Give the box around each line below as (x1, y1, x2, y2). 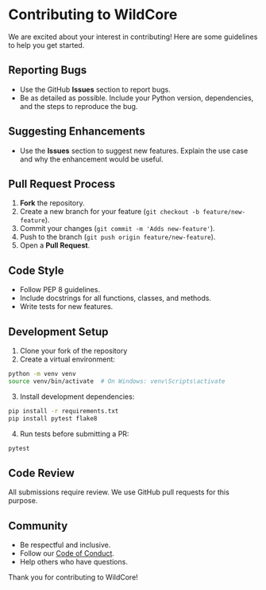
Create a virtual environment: (19, 354, 115, 364)
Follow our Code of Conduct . (19, 549, 115, 558)
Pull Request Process (8, 177, 116, 190)
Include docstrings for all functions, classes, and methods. (19, 293, 212, 303)
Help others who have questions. (19, 557, 129, 566)
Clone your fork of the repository (19, 346, 128, 355)
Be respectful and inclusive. (19, 540, 111, 549)
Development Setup (8, 325, 109, 338)
